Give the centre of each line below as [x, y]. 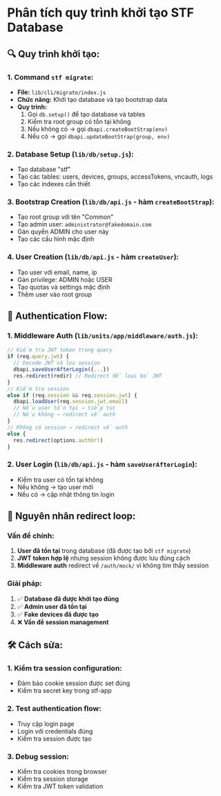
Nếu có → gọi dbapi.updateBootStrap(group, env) [99, 136]
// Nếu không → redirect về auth [65, 415]
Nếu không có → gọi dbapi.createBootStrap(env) [97, 129]
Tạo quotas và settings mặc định [64, 287]
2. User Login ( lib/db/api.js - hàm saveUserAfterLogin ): [102, 464]
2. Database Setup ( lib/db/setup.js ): [70, 154]
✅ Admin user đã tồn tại [52, 606]
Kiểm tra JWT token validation [60, 786]
